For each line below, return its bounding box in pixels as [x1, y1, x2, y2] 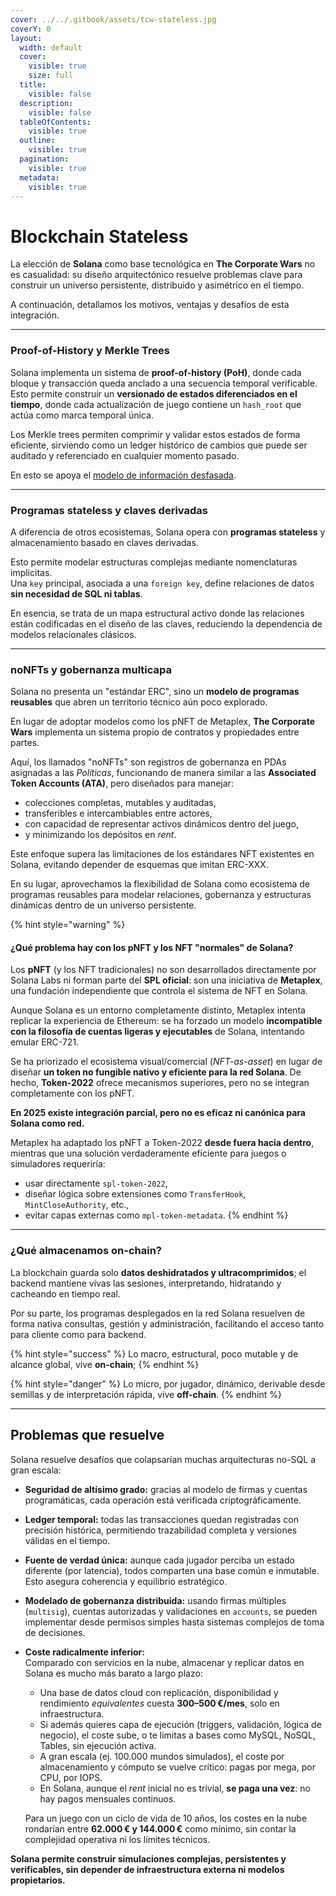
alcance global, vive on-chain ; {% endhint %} [10, 1358, 200, 1370]
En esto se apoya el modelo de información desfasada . [10, 469, 237, 481]
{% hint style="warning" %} [10, 919, 126, 931]
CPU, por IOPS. [39, 1771, 103, 1783]
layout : [10, 33, 43, 43]
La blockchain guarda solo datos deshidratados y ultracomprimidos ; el [10, 1266, 307, 1278]
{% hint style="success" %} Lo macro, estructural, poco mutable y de [10, 1347, 299, 1360]
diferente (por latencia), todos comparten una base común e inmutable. [24, 1564, 320, 1576]
